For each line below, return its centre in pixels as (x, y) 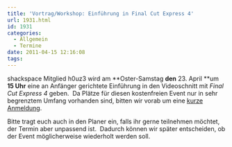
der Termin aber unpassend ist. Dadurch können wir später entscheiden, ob (116, 128)
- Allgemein (31, 40)
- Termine (27, 46)
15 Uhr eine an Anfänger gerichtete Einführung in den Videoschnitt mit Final (116, 86)
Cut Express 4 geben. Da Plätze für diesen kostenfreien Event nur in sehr (113, 93)
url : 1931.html (29, 20)
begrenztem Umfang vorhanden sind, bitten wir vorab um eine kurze (105, 101)
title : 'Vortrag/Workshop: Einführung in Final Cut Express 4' (101, 14)
